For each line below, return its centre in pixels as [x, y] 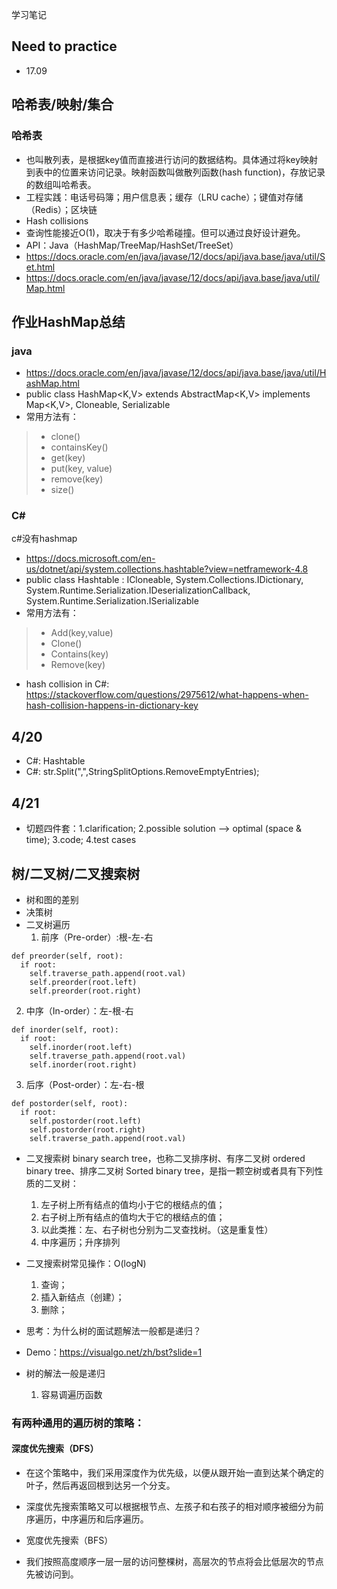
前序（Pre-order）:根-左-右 [97, 937]
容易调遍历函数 [71, 1394]
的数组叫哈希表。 [61, 184]
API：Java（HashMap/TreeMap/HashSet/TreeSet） [132, 245]
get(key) [68, 458]
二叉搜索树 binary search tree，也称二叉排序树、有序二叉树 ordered [165, 1158]
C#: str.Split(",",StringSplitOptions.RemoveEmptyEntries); [142, 772]
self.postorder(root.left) [85, 1121]
